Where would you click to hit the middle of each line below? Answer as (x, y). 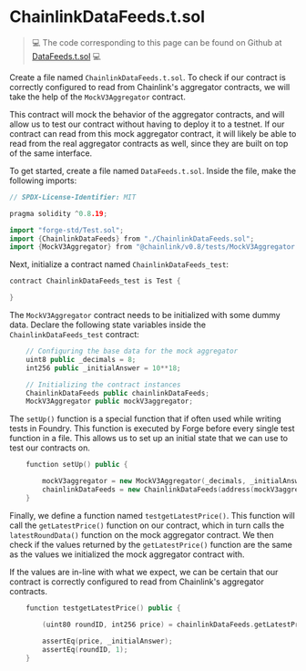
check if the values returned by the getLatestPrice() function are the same (151, 544)
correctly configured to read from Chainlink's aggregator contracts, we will (150, 87)
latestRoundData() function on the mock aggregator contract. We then (142, 534)
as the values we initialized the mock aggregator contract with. (127, 554)
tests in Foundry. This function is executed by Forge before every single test (152, 428)
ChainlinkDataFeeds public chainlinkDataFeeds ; (117, 393)
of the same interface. (51, 153)
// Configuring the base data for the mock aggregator (132, 351)
